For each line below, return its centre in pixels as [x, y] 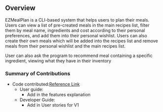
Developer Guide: [37, 100]
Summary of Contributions [38, 73]
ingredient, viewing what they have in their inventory [58, 60]
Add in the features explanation [59, 95]
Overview [20, 8]
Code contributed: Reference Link [46, 84]
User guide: [31, 89]
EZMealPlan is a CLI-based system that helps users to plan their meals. [77, 20]
